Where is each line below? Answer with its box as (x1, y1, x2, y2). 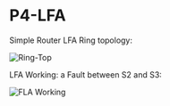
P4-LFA (9, 5, 66, 26)
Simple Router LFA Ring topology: (9, 35, 132, 45)
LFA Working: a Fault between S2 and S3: (9, 69, 163, 80)
